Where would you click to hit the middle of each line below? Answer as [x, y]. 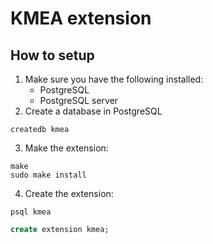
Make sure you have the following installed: [114, 79]
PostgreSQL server [79, 100]
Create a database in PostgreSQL [93, 111]
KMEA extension [81, 18]
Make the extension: [66, 148]
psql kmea [31, 212]
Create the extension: [69, 193]
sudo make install [48, 175]
